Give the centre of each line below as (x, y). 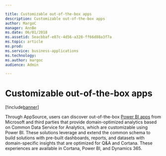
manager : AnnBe (21, 28)
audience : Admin (22, 65)
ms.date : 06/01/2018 (27, 33)
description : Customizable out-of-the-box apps (55, 19)
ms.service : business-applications (42, 51)
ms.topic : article (24, 42)
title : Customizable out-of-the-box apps (49, 14)
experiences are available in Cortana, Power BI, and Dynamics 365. (74, 149)
